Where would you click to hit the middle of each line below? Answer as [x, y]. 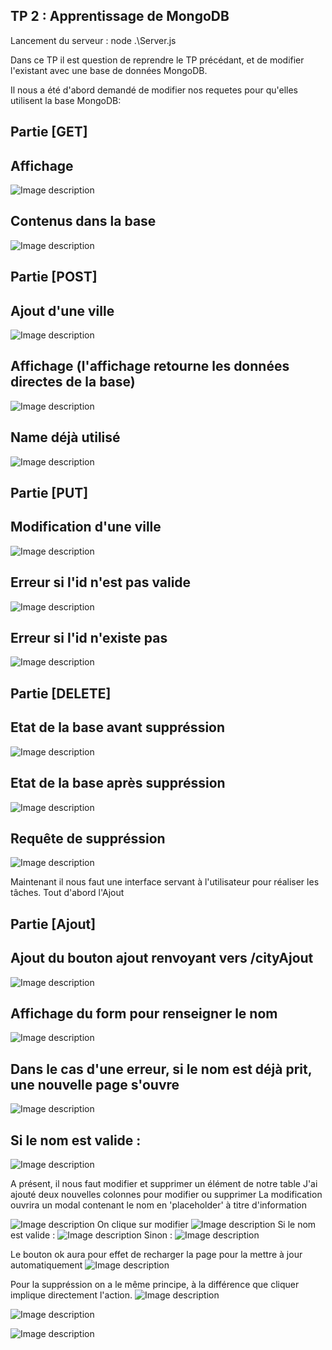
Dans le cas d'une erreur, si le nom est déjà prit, [161, 1069]
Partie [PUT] [49, 493]
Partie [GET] [49, 132]
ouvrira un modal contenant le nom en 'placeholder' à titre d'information [158, 1205]
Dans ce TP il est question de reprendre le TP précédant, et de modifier [157, 60]
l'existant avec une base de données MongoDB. [109, 70]
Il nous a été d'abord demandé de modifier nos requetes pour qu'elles [154, 90]
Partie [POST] [54, 277]
